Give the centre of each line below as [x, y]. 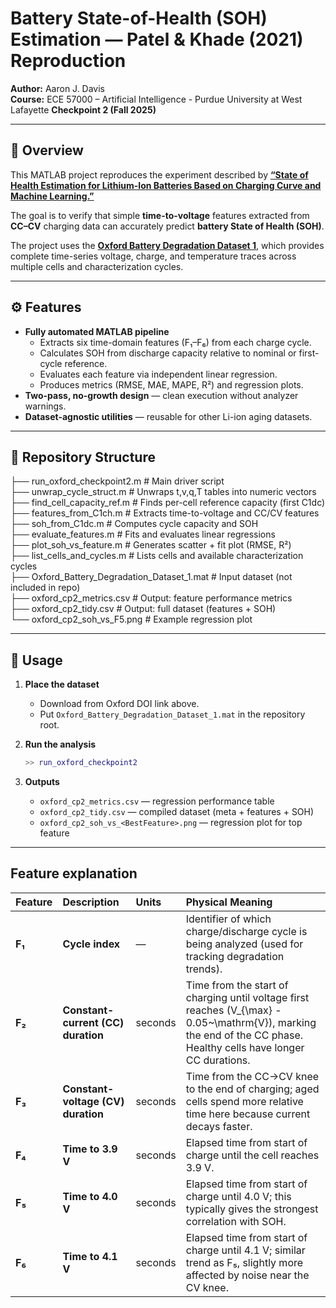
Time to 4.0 [90, 1196]
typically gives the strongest [252, 1209]
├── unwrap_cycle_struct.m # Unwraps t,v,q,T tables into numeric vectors [163, 492]
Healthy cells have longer [245, 1047]
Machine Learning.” [52, 196]
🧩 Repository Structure [83, 457]
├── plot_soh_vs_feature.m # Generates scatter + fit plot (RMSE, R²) [151, 545]
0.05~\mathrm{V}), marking [251, 1022]
